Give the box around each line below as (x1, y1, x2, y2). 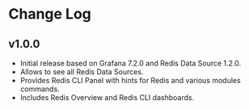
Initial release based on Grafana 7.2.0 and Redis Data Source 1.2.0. (19, 58, 242, 68)
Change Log (8, 5, 91, 23)
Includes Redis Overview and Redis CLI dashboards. (19, 93, 195, 102)
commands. (19, 84, 60, 94)
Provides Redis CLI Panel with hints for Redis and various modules (19, 76, 241, 85)
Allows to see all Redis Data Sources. (19, 67, 144, 77)
